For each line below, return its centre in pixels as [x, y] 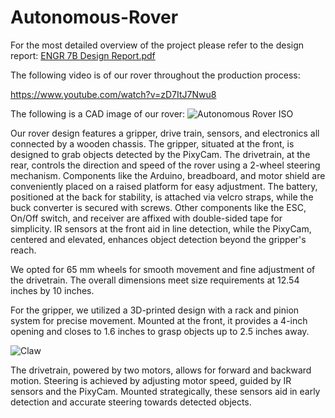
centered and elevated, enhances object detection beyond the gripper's [158, 239]
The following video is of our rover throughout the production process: [155, 75]
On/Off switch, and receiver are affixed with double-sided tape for [146, 218]
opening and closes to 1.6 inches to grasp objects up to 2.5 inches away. [160, 331]
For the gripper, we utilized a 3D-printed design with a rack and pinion [155, 310]
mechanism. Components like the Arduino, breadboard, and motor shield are [168, 175]
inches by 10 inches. [52, 290]
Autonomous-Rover [94, 17]
